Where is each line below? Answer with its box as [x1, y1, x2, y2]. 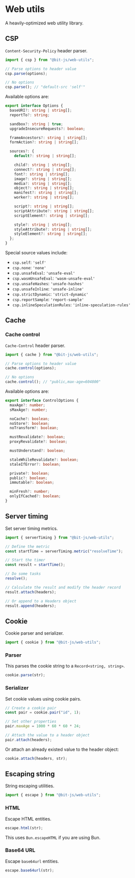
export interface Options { [5, 103, 64, 108]
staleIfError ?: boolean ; [9, 462, 61, 467]
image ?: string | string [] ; [14, 176, 72, 181]
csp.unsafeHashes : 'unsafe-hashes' [12, 281, 84, 286]
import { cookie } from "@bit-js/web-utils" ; [5, 640, 101, 645]
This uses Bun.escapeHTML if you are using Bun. [5, 834, 101, 841]
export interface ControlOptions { [5, 398, 79, 403]
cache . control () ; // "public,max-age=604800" [5, 379, 101, 384]
